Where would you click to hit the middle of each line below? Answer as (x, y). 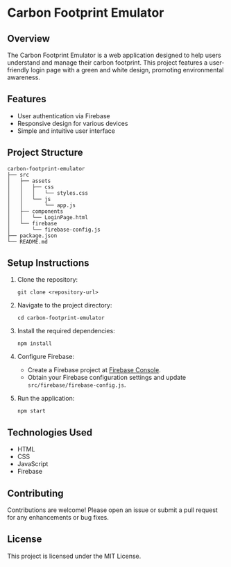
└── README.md (28, 241)
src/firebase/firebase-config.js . (77, 385)
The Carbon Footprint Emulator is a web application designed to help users (114, 55)
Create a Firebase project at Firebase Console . (94, 370)
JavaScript (33, 464)
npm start (32, 411)
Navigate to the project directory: (65, 305)
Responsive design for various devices (72, 123)
